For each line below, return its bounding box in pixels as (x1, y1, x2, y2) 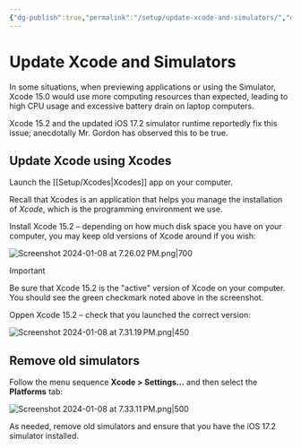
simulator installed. (9, 431, 79, 442)
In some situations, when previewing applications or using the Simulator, (9, 82, 276, 92)
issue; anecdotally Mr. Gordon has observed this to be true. (9, 127, 228, 138)
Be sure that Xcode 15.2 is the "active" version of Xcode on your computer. (9, 283, 286, 294)
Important (9, 265, 46, 276)
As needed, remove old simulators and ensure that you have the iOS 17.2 (9, 421, 276, 432)
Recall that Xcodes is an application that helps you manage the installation (9, 194, 283, 205)
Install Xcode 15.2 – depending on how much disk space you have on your (9, 221, 282, 232)
